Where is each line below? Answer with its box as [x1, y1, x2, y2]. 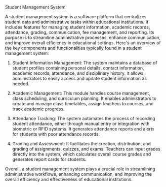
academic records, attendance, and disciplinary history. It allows [12, 70, 144, 76]
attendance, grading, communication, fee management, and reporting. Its [5, 30, 155, 35]
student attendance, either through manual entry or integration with [12, 121, 150, 126]
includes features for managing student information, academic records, [5, 24, 150, 30]
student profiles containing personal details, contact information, [12, 65, 144, 71]
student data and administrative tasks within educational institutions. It [5, 19, 149, 25]
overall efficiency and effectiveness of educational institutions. [5, 177, 132, 182]
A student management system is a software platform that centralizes [5, 14, 147, 19]
